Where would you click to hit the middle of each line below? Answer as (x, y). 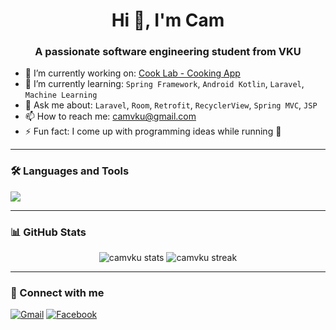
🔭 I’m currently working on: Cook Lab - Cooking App (132, 73)
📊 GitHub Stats (48, 232)
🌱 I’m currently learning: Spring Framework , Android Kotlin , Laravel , (164, 84)
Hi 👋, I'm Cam (168, 20)
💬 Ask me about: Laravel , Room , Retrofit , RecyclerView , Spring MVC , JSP (171, 105)
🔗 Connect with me (57, 292)
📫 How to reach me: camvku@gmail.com (110, 116)
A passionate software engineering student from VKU (168, 52)
